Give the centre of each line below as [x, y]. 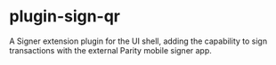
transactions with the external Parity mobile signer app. [110, 50]
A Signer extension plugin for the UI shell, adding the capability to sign [138, 41]
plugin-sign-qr [65, 16]
